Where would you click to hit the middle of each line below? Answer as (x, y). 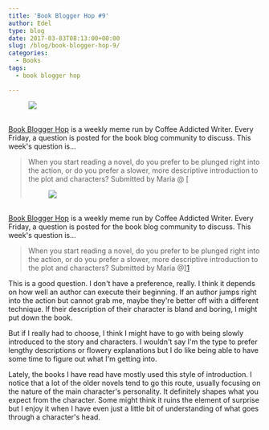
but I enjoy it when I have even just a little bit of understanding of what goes (134, 408)
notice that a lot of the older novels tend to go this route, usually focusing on (134, 383)
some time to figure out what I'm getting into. (83, 358)
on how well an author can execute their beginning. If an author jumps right (132, 292)
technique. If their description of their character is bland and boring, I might (133, 309)
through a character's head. (54, 417)
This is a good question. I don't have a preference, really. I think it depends (132, 283)
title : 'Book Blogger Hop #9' (59, 16)
